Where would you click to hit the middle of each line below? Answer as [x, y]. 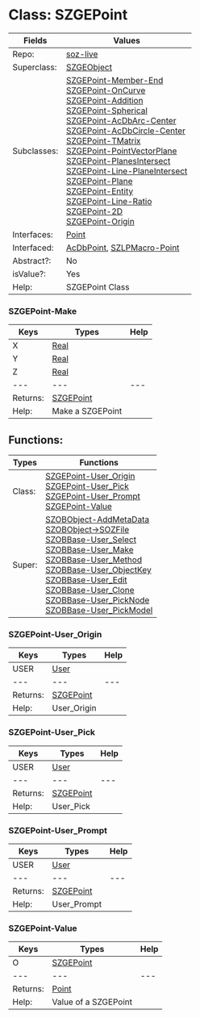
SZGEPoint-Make [43, 311]
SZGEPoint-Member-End [115, 80]
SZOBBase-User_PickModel [99, 611]
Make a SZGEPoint [87, 411]
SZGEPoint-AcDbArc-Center [121, 120]
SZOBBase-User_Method [94, 560]
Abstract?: [32, 261]
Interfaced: [33, 248]
